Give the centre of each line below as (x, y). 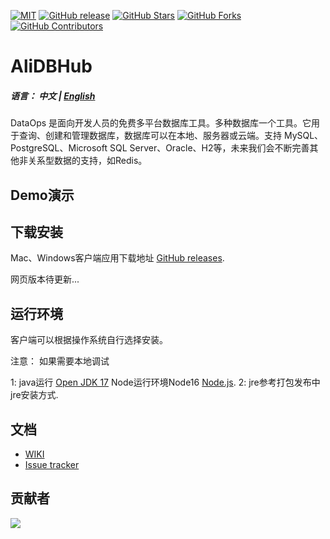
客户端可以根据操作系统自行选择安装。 (89, 340)
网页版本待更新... (45, 279)
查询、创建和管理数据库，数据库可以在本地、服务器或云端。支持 (150, 136)
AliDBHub (51, 66)
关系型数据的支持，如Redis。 (87, 161)
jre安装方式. (34, 395)
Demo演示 (42, 195)
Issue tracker (52, 464)
